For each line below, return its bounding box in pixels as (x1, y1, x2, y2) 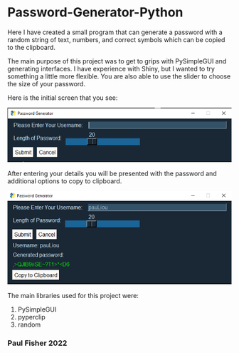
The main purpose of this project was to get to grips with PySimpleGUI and (7, 56, 227, 65)
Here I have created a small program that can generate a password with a (7, 28, 223, 36)
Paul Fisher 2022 (7, 338, 68, 348)
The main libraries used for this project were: (7, 292, 139, 300)
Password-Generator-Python (7, 4, 184, 21)
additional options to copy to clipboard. (7, 176, 122, 185)
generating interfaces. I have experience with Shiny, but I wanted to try (7, 64, 216, 73)
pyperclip (17, 313, 46, 322)
